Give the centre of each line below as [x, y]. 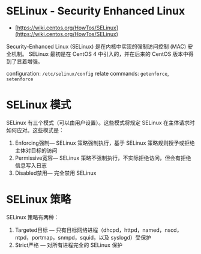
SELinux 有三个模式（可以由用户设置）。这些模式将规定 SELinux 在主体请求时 [100, 122]
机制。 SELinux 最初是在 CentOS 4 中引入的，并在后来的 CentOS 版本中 [100, 54]
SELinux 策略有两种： [33, 217]
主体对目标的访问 [36, 150]
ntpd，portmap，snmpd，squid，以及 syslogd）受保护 [83, 237]
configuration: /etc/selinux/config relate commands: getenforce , [88, 73]
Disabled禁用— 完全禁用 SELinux [56, 173]
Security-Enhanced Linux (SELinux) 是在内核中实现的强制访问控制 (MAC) [96, 46]
